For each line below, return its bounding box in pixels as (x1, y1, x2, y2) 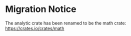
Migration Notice (5, 3, 76, 15)
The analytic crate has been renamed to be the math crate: (5, 20, 126, 26)
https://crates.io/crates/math (5, 25, 64, 31)
